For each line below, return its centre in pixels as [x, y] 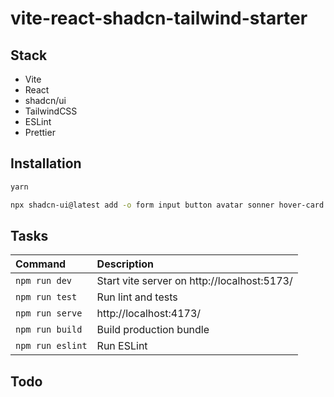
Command [41, 264]
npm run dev [44, 281]
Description [125, 264]
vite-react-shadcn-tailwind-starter [159, 18]
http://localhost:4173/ [149, 314]
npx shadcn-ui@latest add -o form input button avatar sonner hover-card [167, 205]
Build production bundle [153, 330]
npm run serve [49, 313]
